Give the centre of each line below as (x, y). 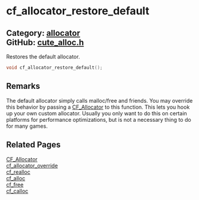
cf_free (15, 184)
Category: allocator (43, 33)
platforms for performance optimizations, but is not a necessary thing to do (99, 119)
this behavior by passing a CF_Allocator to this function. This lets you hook (98, 107)
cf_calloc (17, 191)
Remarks (23, 86)
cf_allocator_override (32, 165)
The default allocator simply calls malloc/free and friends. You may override (99, 100)
